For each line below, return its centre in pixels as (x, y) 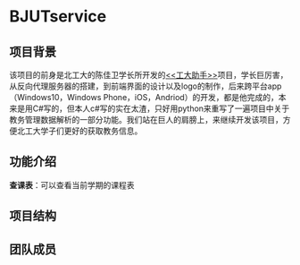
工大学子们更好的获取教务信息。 (83, 131)
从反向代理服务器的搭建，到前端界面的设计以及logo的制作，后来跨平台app (146, 86)
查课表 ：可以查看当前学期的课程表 (72, 184)
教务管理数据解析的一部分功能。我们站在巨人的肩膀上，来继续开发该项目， (146, 120)
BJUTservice (58, 17)
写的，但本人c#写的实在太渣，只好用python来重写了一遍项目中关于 (167, 108)
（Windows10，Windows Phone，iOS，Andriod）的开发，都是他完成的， (144, 97)
